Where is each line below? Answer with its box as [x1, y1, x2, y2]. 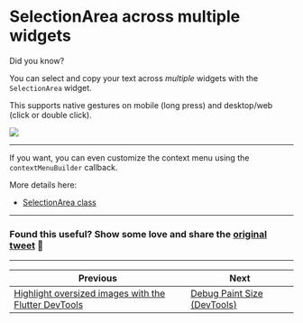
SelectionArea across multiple [9, 6, 241, 27]
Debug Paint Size [190, 287, 263, 300]
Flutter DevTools [14, 299, 84, 311]
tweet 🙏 [9, 239, 44, 252]
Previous [78, 272, 117, 285]
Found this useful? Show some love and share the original [9, 227, 268, 240]
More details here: [9, 179, 78, 190]
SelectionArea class [22, 197, 96, 208]
